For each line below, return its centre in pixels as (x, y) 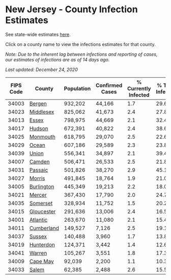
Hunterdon (42, 245)
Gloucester (42, 212)
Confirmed (109, 85)
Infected (139, 95)
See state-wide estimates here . (38, 34)
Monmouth (42, 136)
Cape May (42, 261)
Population (77, 88)
